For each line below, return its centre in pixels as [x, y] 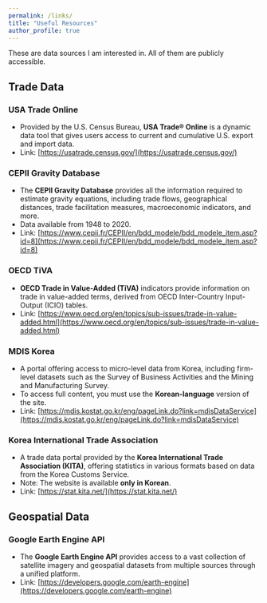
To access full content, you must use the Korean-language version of [134, 394]
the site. [33, 402]
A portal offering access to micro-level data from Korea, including [127, 368]
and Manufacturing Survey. [65, 385]
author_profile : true [44, 30]
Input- [235, 296]
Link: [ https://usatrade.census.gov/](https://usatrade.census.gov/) [128, 153]
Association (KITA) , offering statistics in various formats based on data [137, 466]
